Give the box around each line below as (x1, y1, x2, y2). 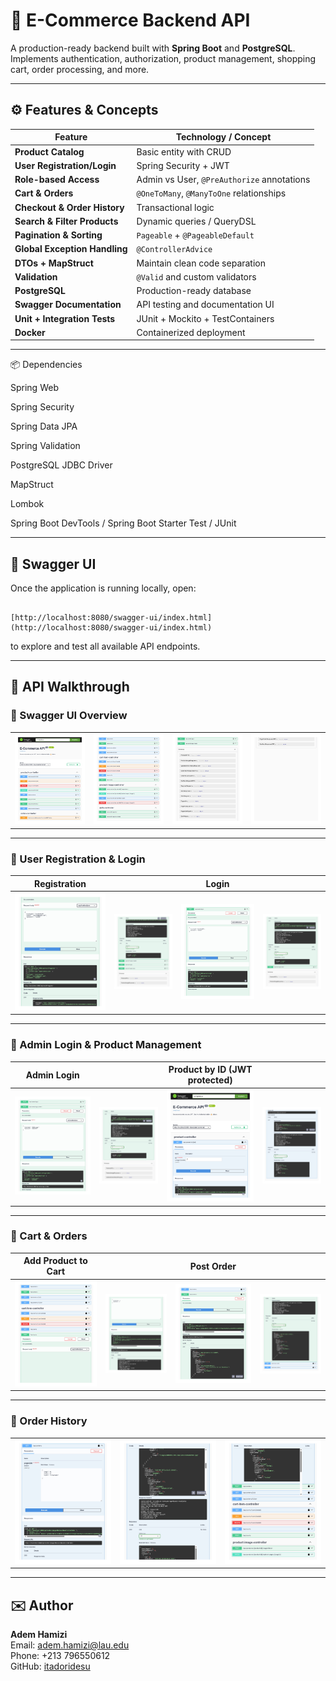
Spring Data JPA (10, 420, 78, 433)
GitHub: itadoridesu (10, 1660, 91, 1672)
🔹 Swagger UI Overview (10, 709, 128, 723)
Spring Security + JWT (136, 159, 230, 171)
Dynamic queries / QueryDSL (136, 215, 257, 227)
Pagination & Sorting (14, 229, 103, 241)
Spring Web (10, 382, 59, 394)
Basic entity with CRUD (136, 145, 232, 158)
